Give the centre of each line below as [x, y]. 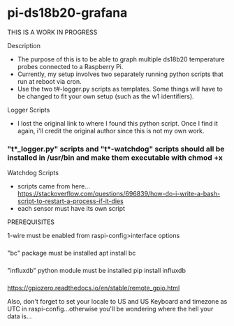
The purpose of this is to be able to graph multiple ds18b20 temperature [121, 59]
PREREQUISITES [31, 222]
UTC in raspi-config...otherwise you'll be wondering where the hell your [110, 309]
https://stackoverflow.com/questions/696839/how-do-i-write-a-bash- [119, 194]
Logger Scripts [29, 110]
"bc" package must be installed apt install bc [72, 253]
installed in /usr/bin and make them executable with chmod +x [115, 157]
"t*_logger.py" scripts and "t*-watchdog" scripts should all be [116, 149]
